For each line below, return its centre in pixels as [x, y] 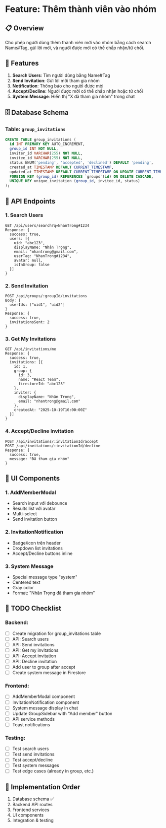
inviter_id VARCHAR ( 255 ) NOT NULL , [46, 153]
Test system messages [36, 765]
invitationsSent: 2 [30, 322]
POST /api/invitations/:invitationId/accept [52, 441]
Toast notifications [31, 724]
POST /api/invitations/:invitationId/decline [53, 446]
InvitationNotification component [45, 702]
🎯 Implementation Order [43, 787]
